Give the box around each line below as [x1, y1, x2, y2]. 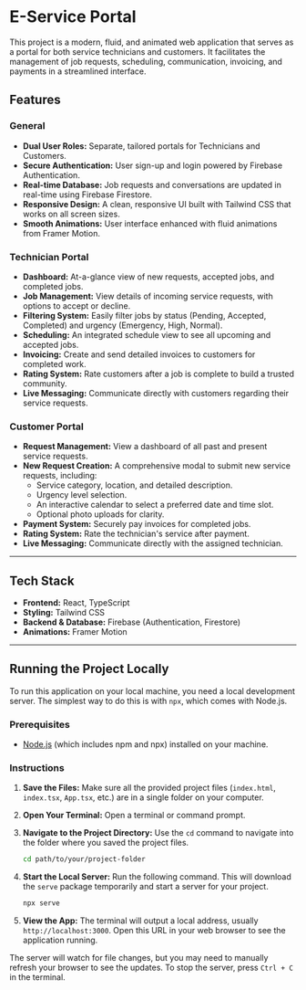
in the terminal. [9, 972, 66, 983]
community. [22, 377, 67, 389]
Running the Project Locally [9, 661, 169, 677]
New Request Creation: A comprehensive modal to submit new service [22, 460, 291, 471]
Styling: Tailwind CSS [22, 607, 106, 618]
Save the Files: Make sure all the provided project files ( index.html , [22, 783, 276, 794]
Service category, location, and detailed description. [36, 479, 233, 490]
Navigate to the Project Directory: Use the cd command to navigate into [22, 827, 294, 838]
